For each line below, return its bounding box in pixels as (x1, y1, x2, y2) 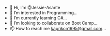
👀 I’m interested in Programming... (9, 10, 78, 16)
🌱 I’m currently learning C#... (9, 15, 67, 20)
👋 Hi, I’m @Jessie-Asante (9, 5, 61, 10)
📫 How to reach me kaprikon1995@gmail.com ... (9, 26, 106, 31)
